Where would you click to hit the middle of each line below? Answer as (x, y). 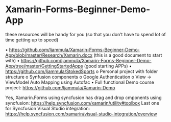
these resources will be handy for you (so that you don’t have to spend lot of (86, 34)
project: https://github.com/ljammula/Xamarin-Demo (60, 87)
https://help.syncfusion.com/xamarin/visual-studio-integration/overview (81, 114)
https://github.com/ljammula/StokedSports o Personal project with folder (82, 71)
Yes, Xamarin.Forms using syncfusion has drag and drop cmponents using (83, 97)
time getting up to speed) (32, 40)
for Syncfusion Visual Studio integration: (48, 108)
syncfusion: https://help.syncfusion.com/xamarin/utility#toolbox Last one (82, 103)
